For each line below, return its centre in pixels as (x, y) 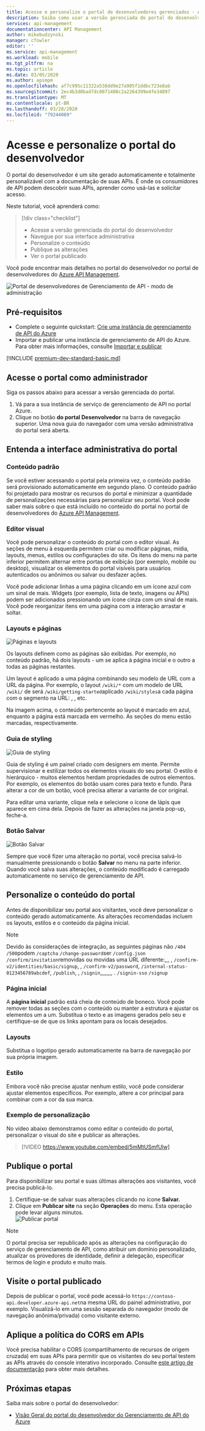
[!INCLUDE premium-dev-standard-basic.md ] (63, 359)
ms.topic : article (30, 69)
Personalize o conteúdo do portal (71, 895)
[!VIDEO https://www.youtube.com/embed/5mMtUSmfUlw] (95, 1147)
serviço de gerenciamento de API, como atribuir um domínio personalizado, (101, 1249)
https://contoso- (154, 1297)
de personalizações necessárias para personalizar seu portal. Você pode (98, 499)
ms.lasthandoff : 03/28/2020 (42, 109)
